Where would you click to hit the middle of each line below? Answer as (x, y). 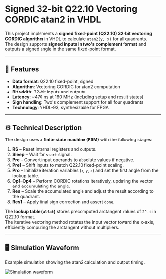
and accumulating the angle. (41, 186)
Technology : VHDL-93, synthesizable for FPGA (60, 107)
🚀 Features (22, 70)
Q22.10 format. (20, 217)
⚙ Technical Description (43, 128)
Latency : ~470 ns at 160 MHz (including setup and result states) (78, 97)
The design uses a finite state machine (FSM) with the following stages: (79, 139)
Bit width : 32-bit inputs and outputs (49, 92)
